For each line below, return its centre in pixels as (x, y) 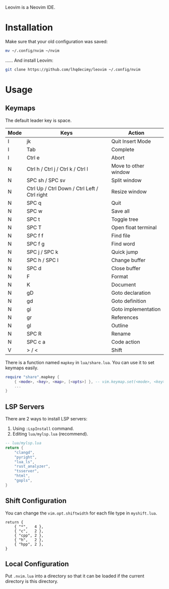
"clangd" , (25, 452)
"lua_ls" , (25, 462)
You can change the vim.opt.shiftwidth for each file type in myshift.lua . (81, 513)
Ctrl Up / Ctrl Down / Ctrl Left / (63, 188)
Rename (121, 333)
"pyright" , (26, 457)
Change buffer (129, 260)
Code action (126, 342)
